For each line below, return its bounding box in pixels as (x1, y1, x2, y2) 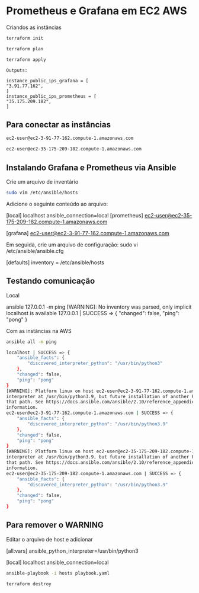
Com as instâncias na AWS (6, 327, 72, 334)
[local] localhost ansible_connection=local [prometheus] (6, 211, 143, 219)
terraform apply (6, 56, 46, 63)
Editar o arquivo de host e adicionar (6, 536, 93, 543)
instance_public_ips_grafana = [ (6, 78, 89, 84)
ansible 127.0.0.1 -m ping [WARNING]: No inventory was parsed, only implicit (6, 303, 192, 310)
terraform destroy (6, 581, 52, 587)
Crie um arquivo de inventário (6, 178, 79, 185)
